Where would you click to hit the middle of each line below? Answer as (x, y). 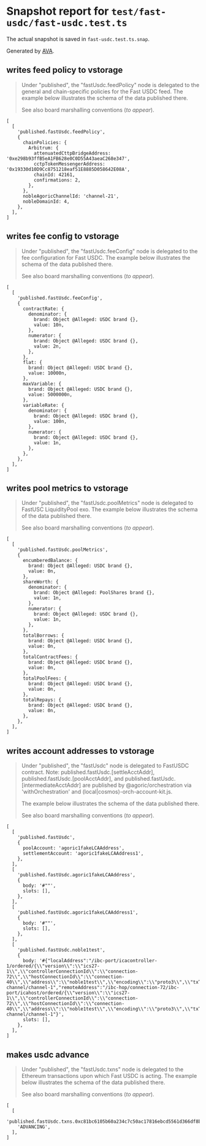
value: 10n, (49, 325)
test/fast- (139, 12)
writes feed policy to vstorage (65, 70)
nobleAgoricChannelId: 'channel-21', (71, 196)
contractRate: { (43, 309)
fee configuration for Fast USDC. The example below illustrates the (106, 257)
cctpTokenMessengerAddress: (69, 164)
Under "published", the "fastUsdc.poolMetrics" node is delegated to (107, 503)
